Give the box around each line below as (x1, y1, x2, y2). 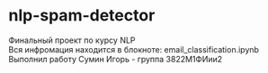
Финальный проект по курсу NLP (8, 35, 136, 45)
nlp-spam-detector (8, 5, 156, 26)
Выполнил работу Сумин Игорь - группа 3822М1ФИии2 (8, 53, 223, 64)
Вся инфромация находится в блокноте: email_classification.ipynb (8, 44, 260, 54)
